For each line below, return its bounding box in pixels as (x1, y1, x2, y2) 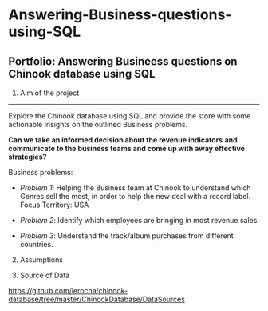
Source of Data (19, 270, 70, 280)
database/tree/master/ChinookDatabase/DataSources (8, 294, 186, 304)
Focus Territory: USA (19, 200, 89, 209)
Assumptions (19, 255, 64, 265)
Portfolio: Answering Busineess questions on (8, 54, 238, 68)
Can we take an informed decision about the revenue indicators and (8, 135, 238, 145)
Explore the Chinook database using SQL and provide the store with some (8, 111, 251, 121)
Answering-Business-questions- (8, 6, 232, 24)
